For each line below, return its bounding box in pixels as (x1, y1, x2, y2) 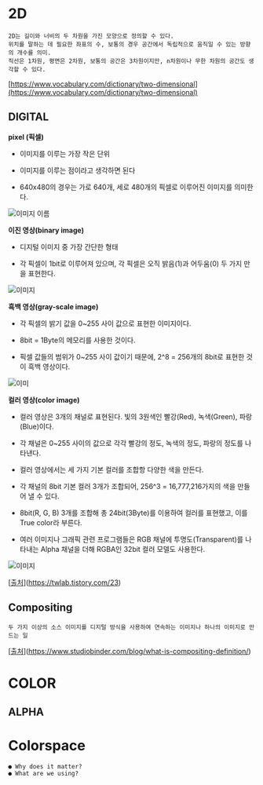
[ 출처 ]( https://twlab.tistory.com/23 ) (8, 578, 122, 587)
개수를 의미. (16, 49, 52, 57)
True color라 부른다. (19, 517, 82, 527)
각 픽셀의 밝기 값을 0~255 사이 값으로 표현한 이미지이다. (19, 319, 192, 328)
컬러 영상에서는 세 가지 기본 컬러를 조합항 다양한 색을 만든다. (19, 465, 204, 474)
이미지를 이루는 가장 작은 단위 (19, 148, 110, 158)
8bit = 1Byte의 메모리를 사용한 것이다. (19, 335, 136, 345)
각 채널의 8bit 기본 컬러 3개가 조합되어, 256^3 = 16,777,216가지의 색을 (19, 481, 236, 491)
